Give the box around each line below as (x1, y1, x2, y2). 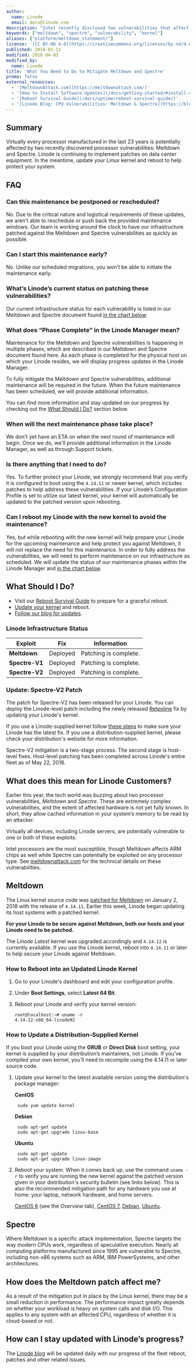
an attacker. (6, 817, 34, 823)
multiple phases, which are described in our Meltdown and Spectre (6, 345, 167, 352)
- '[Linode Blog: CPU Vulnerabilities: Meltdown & (11, 101, 137, 107)
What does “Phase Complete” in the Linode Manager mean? (6, 326, 180, 334)
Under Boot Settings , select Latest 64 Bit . (14, 989, 117, 996)
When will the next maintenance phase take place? (6, 419, 153, 428)
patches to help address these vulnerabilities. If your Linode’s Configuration (6, 486, 188, 493)
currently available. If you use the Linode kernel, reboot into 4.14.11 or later (6, 944, 188, 951)
